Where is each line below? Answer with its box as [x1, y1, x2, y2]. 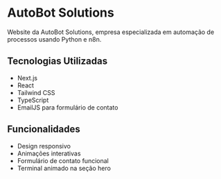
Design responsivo [17, 142, 71, 150]
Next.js [17, 74, 38, 82]
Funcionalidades [7, 123, 81, 135]
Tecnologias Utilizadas [7, 56, 108, 67]
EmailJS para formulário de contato [17, 103, 118, 112]
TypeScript [17, 96, 49, 104]
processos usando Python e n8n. [7, 35, 102, 43]
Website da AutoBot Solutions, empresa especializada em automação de [7, 28, 215, 36]
